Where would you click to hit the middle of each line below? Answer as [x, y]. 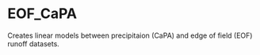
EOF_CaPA [42, 14]
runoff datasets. [34, 43]
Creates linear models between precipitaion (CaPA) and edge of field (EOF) [130, 35]
